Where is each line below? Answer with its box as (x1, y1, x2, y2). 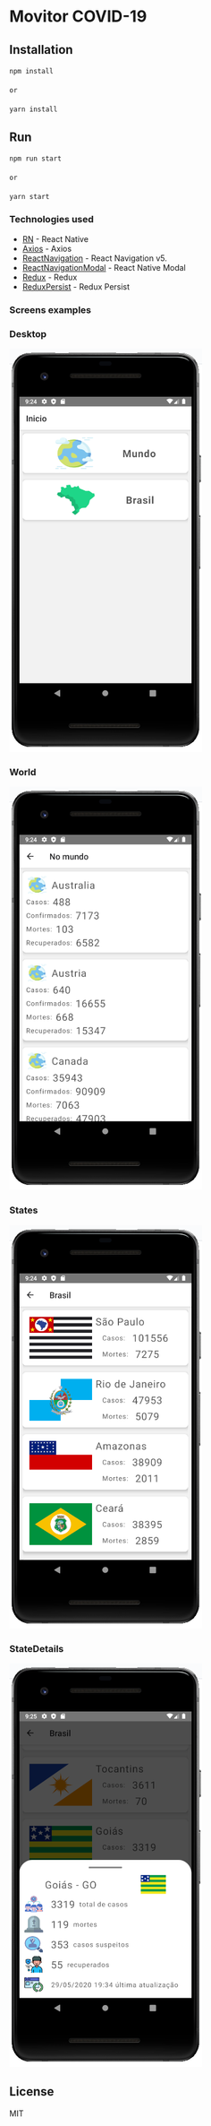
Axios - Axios (21, 243, 72, 254)
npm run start (9, 154, 63, 163)
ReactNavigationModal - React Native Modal (21, 262, 186, 272)
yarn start (9, 192, 50, 201)
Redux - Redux (21, 272, 78, 282)
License (9, 2084, 55, 2099)
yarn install (9, 105, 58, 114)
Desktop (9, 327, 47, 340)
